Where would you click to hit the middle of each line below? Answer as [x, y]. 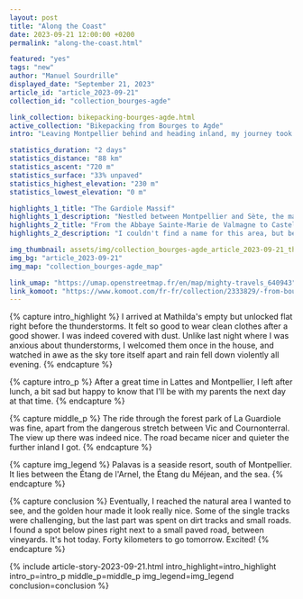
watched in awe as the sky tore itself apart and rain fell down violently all [144, 355]
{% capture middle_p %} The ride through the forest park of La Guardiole [145, 419]
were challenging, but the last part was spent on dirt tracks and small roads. [150, 521]
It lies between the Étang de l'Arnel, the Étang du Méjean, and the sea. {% [147, 475]
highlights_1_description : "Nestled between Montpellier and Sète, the [147, 217]
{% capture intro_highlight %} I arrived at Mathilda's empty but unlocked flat [151, 317]
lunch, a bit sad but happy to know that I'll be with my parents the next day [148, 392]
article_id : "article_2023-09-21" [74, 92]
